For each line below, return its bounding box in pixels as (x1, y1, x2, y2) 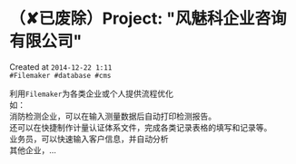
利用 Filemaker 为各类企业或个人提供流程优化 (9, 88, 174, 99)
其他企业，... (9, 144, 57, 155)
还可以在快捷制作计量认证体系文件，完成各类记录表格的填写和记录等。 (9, 121, 272, 132)
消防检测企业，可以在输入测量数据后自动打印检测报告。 (9, 111, 216, 121)
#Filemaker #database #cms (9, 71, 112, 80)
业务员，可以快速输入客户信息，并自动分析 (9, 133, 169, 144)
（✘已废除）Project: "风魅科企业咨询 (9, 8, 287, 29)
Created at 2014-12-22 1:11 (9, 61, 113, 72)
